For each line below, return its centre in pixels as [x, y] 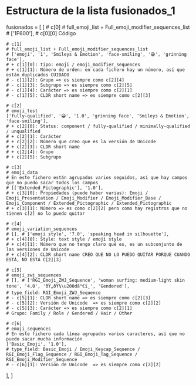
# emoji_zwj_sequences [34, 275]
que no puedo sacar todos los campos [52, 183]
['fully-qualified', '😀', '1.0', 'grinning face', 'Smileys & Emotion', [98, 116]
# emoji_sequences [28, 329]
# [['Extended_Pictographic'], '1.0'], [55, 188]
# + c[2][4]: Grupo [30, 152]
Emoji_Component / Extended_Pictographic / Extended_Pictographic [89, 203]
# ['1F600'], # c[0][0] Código [41, 33]
